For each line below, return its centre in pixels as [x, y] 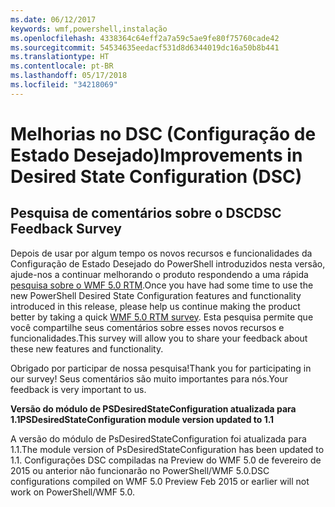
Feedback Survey [66, 229]
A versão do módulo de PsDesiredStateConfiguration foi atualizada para [158, 438]
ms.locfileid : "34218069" [64, 85]
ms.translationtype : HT [60, 57]
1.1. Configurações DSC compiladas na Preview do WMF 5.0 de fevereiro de [166, 460]
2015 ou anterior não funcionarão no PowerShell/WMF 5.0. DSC [140, 470]
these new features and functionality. [87, 348]
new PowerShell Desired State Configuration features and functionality [156, 295]
